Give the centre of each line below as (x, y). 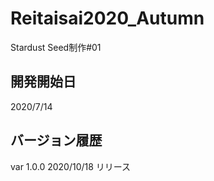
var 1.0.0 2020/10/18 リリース (71, 166)
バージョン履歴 (56, 140)
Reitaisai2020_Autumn (107, 18)
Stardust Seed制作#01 (56, 47)
